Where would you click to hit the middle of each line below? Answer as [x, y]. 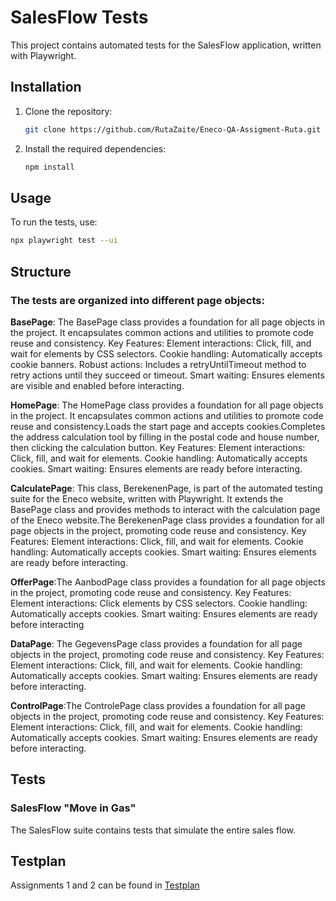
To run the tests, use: [54, 222]
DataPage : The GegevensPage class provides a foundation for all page [156, 643]
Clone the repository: [68, 111]
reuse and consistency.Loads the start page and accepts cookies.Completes [168, 426]
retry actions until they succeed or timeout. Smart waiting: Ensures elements [167, 375]
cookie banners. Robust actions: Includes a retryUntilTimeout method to [158, 364]
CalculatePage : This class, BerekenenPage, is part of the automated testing [166, 488]
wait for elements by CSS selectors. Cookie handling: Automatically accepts [166, 353]
